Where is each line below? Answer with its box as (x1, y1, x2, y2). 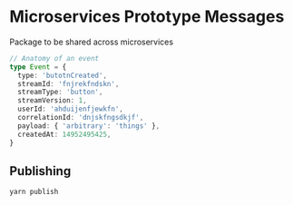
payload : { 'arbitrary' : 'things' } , (17, 121, 161, 131)
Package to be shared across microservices (9, 36, 174, 47)
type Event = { (9, 62, 67, 72)
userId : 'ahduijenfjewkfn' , (17, 104, 124, 114)
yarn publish (9, 188, 59, 197)
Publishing (9, 163, 72, 179)
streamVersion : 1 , (17, 96, 88, 105)
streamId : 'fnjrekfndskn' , (17, 79, 120, 88)
